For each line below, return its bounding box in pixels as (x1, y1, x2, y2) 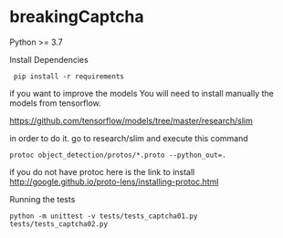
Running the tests (9, 193, 76, 204)
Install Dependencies (9, 54, 89, 65)
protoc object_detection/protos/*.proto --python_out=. (9, 150, 226, 160)
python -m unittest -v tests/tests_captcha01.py (9, 212, 198, 221)
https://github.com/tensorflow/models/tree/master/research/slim (9, 115, 254, 126)
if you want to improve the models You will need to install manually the (9, 88, 274, 98)
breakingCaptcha (9, 6, 144, 27)
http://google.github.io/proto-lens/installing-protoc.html (9, 176, 219, 187)
